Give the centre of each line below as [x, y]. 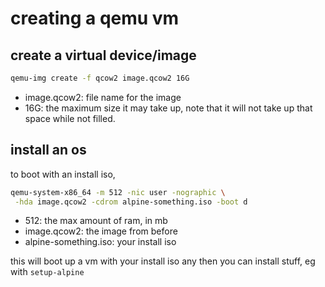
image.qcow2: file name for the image [103, 97]
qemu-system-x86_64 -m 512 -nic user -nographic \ [118, 192]
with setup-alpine [47, 272]
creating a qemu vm [95, 18]
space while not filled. [70, 118]
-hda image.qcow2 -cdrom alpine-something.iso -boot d [131, 202]
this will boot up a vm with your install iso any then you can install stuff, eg [163, 261]
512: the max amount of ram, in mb [96, 221]
